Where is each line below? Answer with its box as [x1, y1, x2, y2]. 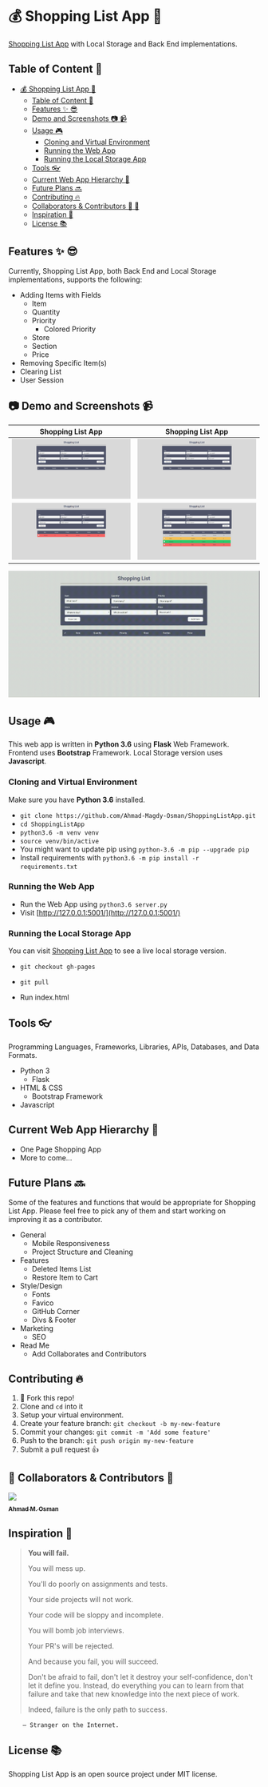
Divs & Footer [31, 1315, 77, 1324]
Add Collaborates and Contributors [31, 1348, 147, 1358]
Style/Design [19, 1280, 63, 1290]
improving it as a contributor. [8, 1214, 103, 1224]
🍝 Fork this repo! [19, 1393, 74, 1403]
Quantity [31, 307, 61, 317]
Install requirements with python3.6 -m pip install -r [19, 852, 199, 862]
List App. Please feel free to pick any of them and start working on [8, 1206, 226, 1216]
